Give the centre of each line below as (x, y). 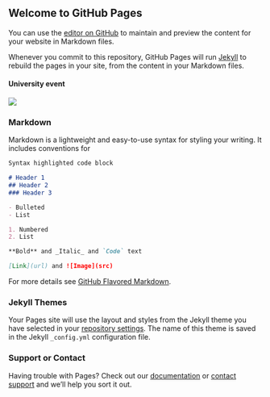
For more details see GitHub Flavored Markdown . (90, 282)
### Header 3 (30, 193)
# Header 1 (27, 178)
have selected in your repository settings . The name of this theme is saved (132, 328)
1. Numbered (28, 229)
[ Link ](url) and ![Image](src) (61, 266)
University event (37, 84)
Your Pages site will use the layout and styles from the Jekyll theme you (128, 320)
